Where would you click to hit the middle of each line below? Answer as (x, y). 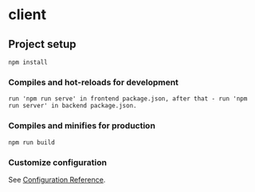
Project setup (43, 44)
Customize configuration (58, 163)
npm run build (32, 142)
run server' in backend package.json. (73, 106)
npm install (28, 62)
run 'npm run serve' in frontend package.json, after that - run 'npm (128, 99)
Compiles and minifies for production (82, 126)
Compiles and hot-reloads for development (94, 82)
